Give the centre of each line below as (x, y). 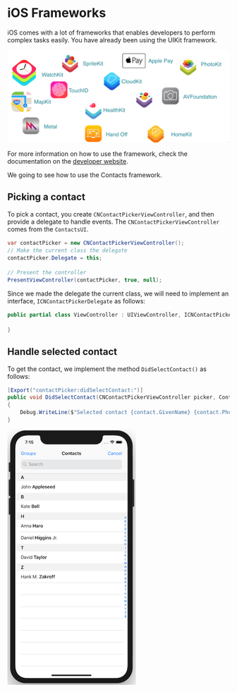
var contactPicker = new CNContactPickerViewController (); (96, 243)
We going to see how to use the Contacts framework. (85, 175)
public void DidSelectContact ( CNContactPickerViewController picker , (112, 397)
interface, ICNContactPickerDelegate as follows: (77, 301)
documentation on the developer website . (68, 162)
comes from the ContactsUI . (48, 229)
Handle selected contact (62, 352)
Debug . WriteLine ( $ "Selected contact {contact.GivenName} (105, 413)
